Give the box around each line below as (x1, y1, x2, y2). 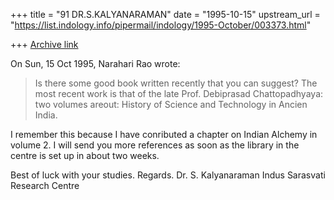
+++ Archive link (10, 39, 79, 50)
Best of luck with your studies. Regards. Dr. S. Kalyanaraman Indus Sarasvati (10, 169, 326, 181)
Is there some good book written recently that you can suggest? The (34, 77, 318, 89)
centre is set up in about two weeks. (10, 150, 160, 161)
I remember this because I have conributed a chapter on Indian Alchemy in (10, 129, 318, 140)
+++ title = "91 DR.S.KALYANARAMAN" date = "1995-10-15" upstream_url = (10, 9, 321, 20)
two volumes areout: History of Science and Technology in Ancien (34, 99, 308, 110)
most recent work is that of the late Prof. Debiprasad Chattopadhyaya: (34, 88, 324, 99)
